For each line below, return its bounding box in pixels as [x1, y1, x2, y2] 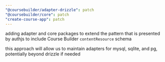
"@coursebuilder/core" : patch [5, 12, 70, 17]
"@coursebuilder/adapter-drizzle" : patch [5, 7, 94, 13]
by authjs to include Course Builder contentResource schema [5, 36, 132, 42]
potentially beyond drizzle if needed [5, 51, 81, 57]
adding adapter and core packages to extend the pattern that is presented [5, 31, 160, 37]
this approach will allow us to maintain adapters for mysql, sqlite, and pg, [5, 46, 158, 52]
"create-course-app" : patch [5, 17, 65, 22]
